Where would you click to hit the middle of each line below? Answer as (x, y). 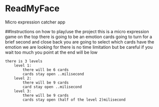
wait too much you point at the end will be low (51, 52)
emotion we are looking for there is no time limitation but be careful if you (79, 47)
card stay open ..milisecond (52, 87)
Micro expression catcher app (35, 22)
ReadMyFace (32, 9)
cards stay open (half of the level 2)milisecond (74, 100)
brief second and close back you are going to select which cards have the (80, 42)
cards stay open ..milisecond (53, 74)
